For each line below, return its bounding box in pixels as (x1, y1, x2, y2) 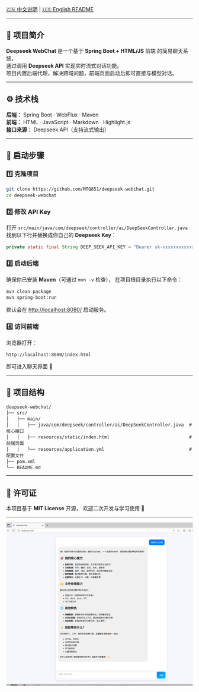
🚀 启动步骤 (6, 151, 44, 161)
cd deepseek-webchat (6, 192, 57, 198)
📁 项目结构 (6, 387, 44, 397)
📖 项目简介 (6, 30, 44, 40)
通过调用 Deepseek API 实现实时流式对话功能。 (6, 62, 123, 69)
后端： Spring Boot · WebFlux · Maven (6, 111, 99, 118)
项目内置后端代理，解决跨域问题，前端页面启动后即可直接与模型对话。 (6, 69, 178, 77)
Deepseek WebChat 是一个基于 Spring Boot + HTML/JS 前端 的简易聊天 (6, 47, 184, 54)
